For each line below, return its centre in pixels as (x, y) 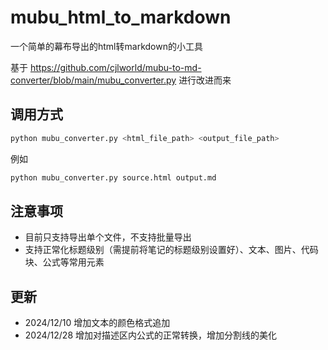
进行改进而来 (205, 80)
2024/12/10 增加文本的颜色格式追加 (97, 323)
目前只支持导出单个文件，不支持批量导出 (108, 237)
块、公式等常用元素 (64, 262)
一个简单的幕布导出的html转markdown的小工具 (106, 46)
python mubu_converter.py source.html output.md (113, 177)
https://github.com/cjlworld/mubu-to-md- (115, 67)
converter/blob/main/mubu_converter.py (93, 80)
